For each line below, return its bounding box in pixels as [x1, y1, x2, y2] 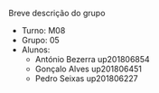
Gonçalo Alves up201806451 [34, 63, 142, 74]
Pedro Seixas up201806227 [34, 73, 139, 84]
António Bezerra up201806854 [34, 54, 150, 64]
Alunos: [21, 44, 51, 55]
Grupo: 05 [21, 35, 60, 45]
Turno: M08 [21, 25, 66, 35]
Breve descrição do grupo [8, 8, 106, 18]
